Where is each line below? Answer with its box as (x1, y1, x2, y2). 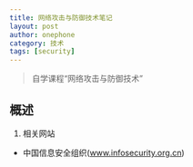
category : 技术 (9, 38, 65, 48)
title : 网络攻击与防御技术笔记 (9, 13, 113, 23)
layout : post (9, 22, 59, 31)
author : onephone (9, 30, 76, 39)
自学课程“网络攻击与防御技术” (31, 74, 144, 84)
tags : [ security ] (9, 47, 76, 56)
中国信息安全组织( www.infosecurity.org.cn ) (22, 147, 185, 158)
